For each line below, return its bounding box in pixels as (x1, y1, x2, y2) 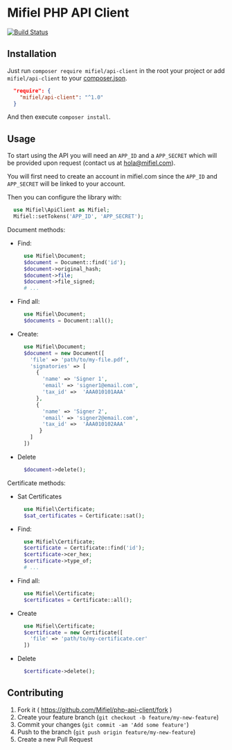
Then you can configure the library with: (7, 193, 122, 202)
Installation (7, 48, 57, 60)
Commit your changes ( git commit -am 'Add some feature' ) (17, 720, 189, 728)
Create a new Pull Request (17, 735, 93, 743)
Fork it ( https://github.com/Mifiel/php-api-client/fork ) (17, 706, 172, 714)
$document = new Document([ (24, 350, 105, 357)
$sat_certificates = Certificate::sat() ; (24, 512, 145, 519)
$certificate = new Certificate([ (24, 629, 123, 636)
